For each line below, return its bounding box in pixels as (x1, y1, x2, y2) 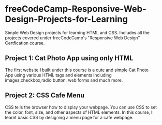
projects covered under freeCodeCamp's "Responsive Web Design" (5, 35, 140, 41)
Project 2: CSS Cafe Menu (5, 91, 85, 100)
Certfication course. (5, 40, 45, 46)
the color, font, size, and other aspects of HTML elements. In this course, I (5, 109, 153, 115)
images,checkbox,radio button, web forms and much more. (5, 77, 123, 83)
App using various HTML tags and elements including (5, 72, 112, 78)
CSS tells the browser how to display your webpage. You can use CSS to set (5, 104, 157, 110)
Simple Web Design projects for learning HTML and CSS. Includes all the (5, 30, 150, 35)
